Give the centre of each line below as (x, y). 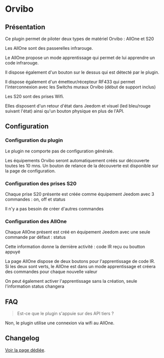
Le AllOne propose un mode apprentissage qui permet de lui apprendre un (80, 58)
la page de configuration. (31, 171)
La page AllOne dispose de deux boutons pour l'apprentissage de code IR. (80, 261)
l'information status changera (35, 286)
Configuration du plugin (34, 140)
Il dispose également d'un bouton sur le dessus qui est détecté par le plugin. (82, 72)
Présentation (25, 27)
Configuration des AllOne (36, 221)
